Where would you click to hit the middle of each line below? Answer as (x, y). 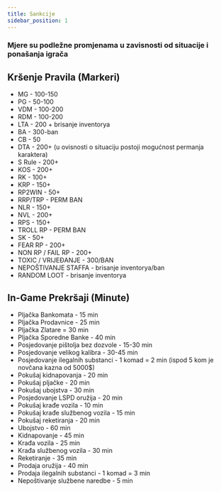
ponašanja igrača (38, 54)
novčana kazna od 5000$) (56, 368)
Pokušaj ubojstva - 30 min (56, 390)
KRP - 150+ (34, 185)
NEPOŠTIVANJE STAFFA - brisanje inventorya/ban (91, 268)
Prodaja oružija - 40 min (53, 466)
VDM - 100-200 (40, 109)
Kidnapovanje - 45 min (51, 436)
